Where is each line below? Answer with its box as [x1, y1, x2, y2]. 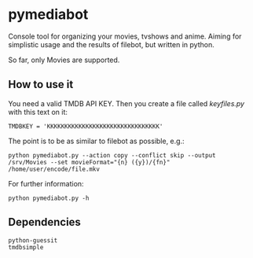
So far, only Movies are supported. [8, 55, 120, 64]
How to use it [8, 78, 74, 91]
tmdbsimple [8, 243, 44, 251]
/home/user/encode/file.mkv [8, 165, 101, 173]
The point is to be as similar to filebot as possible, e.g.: [8, 136, 185, 146]
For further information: [8, 179, 84, 188]
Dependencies [8, 216, 81, 229]
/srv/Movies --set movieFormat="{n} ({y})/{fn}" [8, 158, 170, 166]
